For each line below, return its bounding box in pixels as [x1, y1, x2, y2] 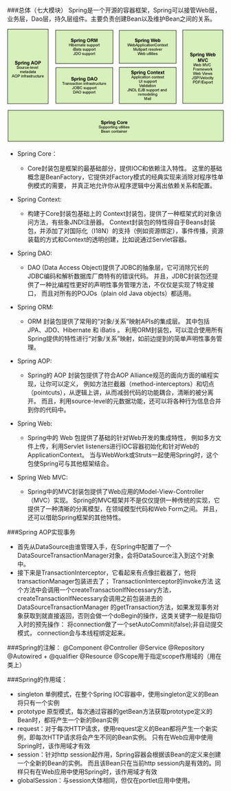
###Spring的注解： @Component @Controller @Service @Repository [7, 643, 205, 652]
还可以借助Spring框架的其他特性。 [27, 513, 125, 521]
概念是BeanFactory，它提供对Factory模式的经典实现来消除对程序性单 [27, 172, 224, 181]
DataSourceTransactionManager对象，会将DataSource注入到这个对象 [16, 551, 214, 559]
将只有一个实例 [16, 699, 60, 707]
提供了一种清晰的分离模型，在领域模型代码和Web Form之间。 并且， [27, 504, 221, 512]
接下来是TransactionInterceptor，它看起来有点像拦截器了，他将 [16, 568, 197, 577]
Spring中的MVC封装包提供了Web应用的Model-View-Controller [27, 487, 204, 495]
